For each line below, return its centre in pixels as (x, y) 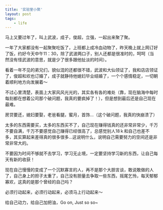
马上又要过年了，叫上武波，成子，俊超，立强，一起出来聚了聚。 (69, 37)
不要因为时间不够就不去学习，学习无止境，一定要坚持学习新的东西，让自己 (79, 153)
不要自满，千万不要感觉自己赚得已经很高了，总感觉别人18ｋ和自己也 (73, 131)
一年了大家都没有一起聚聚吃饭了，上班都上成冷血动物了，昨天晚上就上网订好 (81, 48)
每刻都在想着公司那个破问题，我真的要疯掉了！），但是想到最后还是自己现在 (81, 98)
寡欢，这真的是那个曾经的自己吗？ (39, 182)
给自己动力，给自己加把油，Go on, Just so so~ (52, 202)
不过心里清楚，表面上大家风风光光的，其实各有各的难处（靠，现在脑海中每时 (81, 92)
